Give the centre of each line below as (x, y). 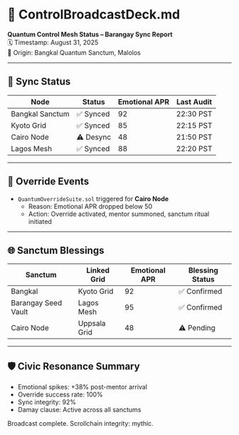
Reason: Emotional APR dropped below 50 (90, 206)
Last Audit (194, 101)
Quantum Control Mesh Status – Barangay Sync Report (90, 34)
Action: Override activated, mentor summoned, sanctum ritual (119, 214)
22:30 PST (194, 113)
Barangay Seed (37, 303)
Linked (98, 270)
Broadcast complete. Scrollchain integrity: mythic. (81, 424)
